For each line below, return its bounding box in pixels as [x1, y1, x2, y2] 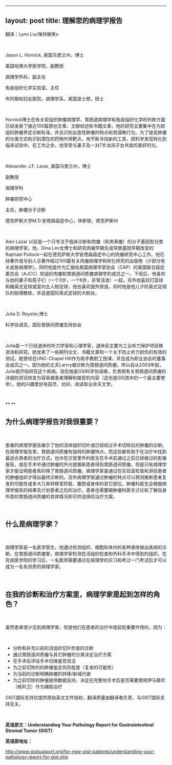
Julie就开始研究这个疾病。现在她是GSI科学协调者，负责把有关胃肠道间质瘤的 [5, 368, 166, 374]
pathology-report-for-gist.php [5, 754, 69, 760]
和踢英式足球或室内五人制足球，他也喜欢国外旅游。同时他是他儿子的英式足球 [5, 283, 167, 289]
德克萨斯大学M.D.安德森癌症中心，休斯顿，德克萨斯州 [5, 217, 119, 223]
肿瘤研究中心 [5, 196, 32, 202]
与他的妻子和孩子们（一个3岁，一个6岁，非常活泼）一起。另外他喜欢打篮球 [5, 277, 164, 283]
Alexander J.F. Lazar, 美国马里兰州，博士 [5, 163, 91, 169]
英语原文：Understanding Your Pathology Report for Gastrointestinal [5, 722, 154, 728]
